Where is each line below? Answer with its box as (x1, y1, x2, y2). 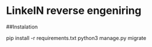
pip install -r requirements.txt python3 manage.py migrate (6, 34, 147, 41)
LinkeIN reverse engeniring (6, 4, 141, 17)
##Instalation (6, 23, 38, 30)
